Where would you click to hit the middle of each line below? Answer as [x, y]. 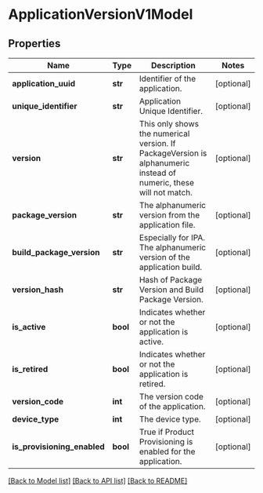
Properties [34, 44]
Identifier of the [168, 79]
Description [173, 66]
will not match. [166, 192]
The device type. [170, 419]
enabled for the [167, 451]
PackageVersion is [173, 153]
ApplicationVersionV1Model [101, 15]
